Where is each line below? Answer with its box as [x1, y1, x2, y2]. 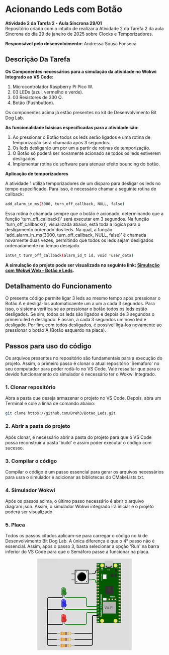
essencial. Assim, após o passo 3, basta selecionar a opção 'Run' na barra [5, 543, 159, 549]
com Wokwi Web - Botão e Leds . [5, 267, 74, 273]
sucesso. [5, 445, 24, 451]
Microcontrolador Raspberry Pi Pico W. [12, 83, 94, 89]
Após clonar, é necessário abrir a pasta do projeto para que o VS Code [5, 434, 152, 440]
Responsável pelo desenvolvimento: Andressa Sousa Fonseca [5, 40, 137, 46]
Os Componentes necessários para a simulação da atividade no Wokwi [5, 68, 157, 74]
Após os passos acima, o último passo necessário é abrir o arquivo [5, 498, 144, 504]
